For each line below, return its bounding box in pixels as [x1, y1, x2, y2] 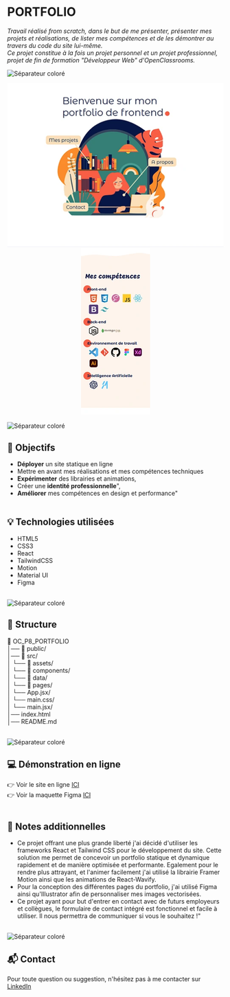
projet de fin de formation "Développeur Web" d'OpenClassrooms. [7, 56, 196, 64]
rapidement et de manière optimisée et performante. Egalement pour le [16, 861, 218, 869]
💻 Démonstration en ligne [7, 758, 122, 770]
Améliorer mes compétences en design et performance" [16, 489, 179, 497]
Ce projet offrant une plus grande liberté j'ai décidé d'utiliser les [16, 839, 198, 847]
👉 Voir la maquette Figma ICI [7, 791, 91, 799]
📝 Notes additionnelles [7, 821, 106, 832]
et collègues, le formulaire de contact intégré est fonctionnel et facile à [16, 904, 218, 913]
